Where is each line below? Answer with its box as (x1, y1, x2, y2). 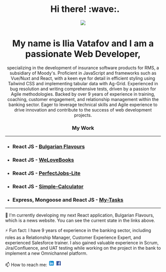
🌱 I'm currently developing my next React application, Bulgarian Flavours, (5, 212, 154, 218)
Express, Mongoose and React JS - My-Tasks (12, 196, 124, 203)
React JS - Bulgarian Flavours (12, 143, 85, 150)
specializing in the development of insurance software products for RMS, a (7, 64, 159, 70)
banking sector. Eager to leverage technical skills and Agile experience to (8, 102, 158, 108)
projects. (74, 112, 92, 118)
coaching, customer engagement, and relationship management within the (7, 96, 159, 102)
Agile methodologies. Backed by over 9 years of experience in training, (10, 91, 156, 97)
